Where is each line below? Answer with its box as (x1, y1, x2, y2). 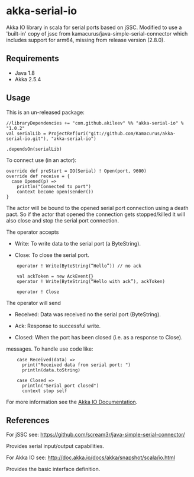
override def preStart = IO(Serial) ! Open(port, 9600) (6, 168, 147, 174)
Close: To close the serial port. (14, 251, 90, 259)
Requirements (6, 53, 59, 63)
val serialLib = (6, 131, 46, 136)
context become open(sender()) (17, 189, 94, 195)
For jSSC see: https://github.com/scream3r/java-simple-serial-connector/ (6, 431, 185, 438)
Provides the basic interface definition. (6, 466, 101, 473)
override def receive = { (6, 173, 70, 179)
